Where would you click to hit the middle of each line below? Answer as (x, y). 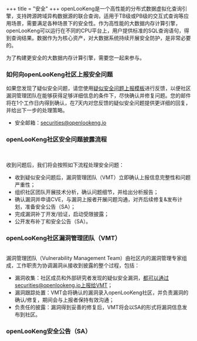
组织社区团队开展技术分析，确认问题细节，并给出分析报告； (86, 192)
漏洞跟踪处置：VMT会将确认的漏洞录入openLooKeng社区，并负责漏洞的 (101, 292)
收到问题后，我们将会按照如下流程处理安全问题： (65, 165)
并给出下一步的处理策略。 (37, 110)
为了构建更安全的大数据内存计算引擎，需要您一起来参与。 (75, 58)
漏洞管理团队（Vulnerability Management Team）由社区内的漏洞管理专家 (94, 258)
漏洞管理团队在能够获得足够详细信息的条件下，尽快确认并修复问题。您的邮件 (98, 96)
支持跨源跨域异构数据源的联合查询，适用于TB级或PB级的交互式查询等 (100, 16)
